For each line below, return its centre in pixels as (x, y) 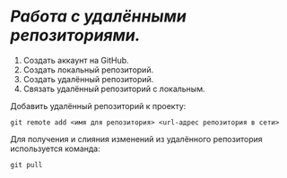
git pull (26, 165)
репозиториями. (75, 35)
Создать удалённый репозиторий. (88, 79)
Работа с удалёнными (98, 17)
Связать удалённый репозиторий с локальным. (114, 89)
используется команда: (56, 148)
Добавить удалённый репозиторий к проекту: (98, 106)
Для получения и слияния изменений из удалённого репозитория (136, 139)
